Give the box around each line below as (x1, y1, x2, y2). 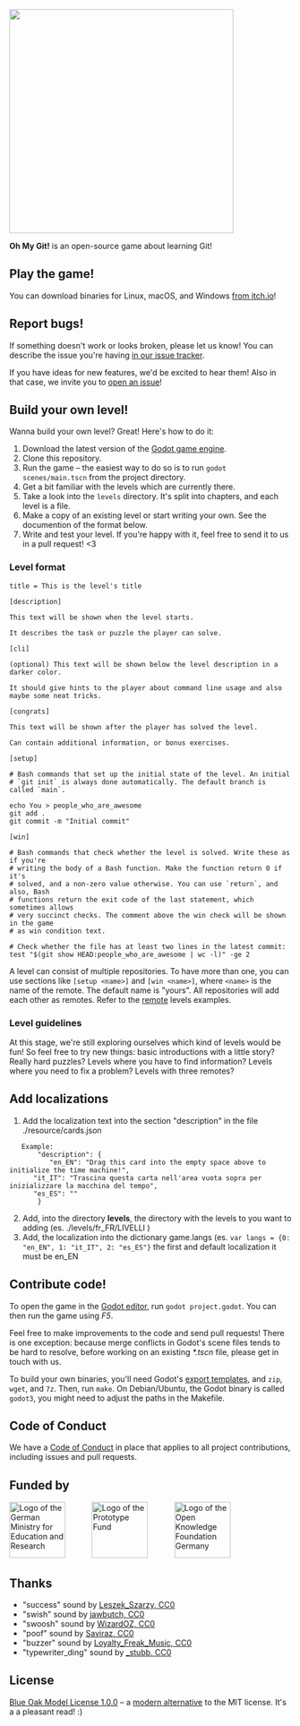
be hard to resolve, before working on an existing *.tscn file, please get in (9, 1346, 279, 1357)
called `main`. (9, 785, 66, 794)
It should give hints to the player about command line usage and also (9, 683, 282, 693)
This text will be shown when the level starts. (9, 613, 194, 622)
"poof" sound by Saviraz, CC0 (21, 1628, 134, 1639)
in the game (9, 919, 54, 928)
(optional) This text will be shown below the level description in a (9, 660, 279, 669)
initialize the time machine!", (9, 1165, 130, 1175)
